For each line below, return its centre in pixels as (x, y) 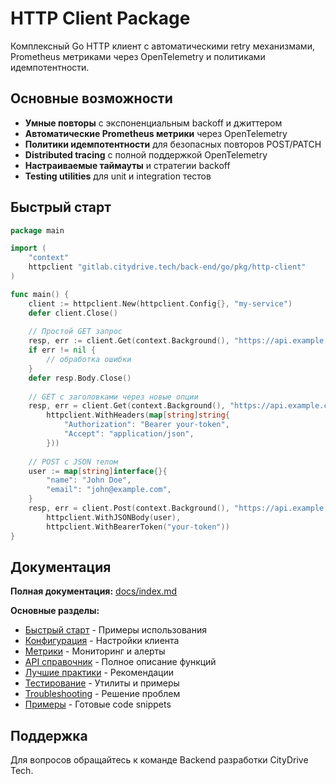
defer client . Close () (73, 313)
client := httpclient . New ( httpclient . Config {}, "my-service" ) (160, 303)
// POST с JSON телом (73, 462)
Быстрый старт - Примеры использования (115, 630)
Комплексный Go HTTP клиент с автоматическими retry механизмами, (162, 46)
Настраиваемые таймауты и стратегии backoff (127, 165)
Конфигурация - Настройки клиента (102, 641)
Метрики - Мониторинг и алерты (95, 651)
